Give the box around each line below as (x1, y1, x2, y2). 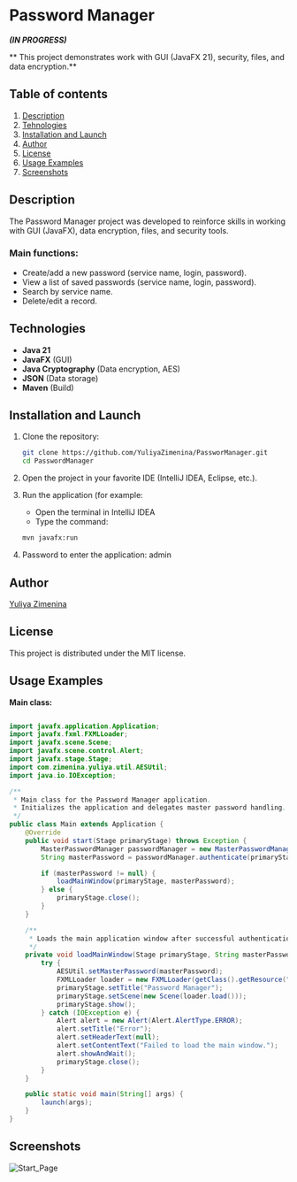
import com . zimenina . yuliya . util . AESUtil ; (9, 763, 168, 771)
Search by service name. (21, 286, 113, 296)
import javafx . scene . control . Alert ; (9, 747, 144, 756)
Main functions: (9, 247, 80, 259)
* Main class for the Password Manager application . (12, 795, 212, 804)
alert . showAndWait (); (56, 1049, 137, 1058)
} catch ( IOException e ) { (41, 1008, 141, 1017)
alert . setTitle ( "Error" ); (56, 1025, 152, 1033)
